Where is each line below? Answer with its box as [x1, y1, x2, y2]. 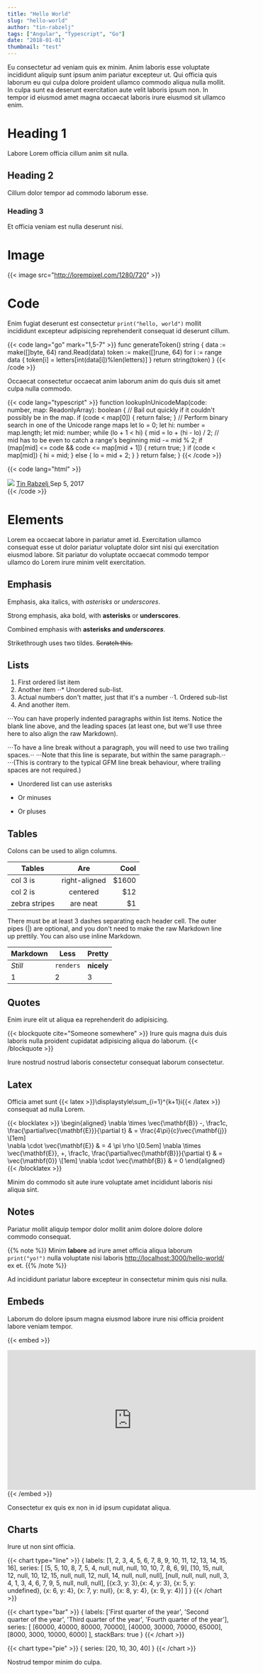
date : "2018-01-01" [7, 37, 65, 44]
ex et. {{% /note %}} [7, 1261, 67, 1269]
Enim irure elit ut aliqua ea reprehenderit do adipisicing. [7, 1015, 169, 1024]
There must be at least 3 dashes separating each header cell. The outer [7, 917, 217, 926]
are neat [69, 899, 98, 909]
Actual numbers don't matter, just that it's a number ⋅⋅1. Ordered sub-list [17, 693, 228, 702]
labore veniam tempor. [7, 1322, 73, 1331]
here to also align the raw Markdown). [7, 730, 118, 738]
